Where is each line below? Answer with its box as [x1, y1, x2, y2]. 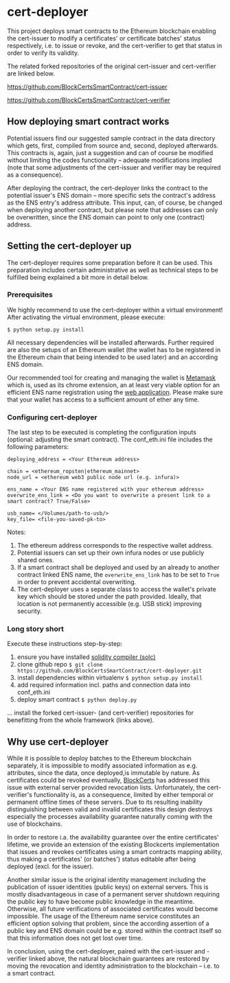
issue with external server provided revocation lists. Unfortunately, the [7, 783, 206, 791]
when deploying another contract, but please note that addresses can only [7, 205, 218, 213]
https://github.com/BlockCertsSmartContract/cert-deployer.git [16, 667, 203, 675]
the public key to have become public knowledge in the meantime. [7, 897, 195, 906]
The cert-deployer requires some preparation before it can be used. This [7, 258, 213, 266]
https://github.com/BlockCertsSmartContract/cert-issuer [7, 82, 168, 91]
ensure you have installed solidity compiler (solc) [16, 653, 156, 661]
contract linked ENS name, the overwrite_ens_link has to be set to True [16, 570, 220, 579]
